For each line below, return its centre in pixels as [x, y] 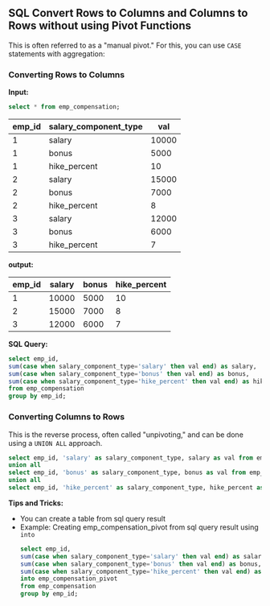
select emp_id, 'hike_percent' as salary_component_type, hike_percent [131, 488]
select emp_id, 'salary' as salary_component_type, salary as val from [131, 458]
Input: [18, 93]
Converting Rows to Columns [67, 74]
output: [21, 264]
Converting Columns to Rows [67, 417]
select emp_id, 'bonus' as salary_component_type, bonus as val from [127, 473]
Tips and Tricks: [36, 503]
